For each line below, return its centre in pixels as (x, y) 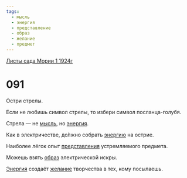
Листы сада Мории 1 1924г (40, 61)
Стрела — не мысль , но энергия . (47, 123)
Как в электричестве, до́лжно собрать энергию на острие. (80, 135)
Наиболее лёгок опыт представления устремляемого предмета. (87, 146)
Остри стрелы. (25, 101)
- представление (31, 28)
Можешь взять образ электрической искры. (62, 157)
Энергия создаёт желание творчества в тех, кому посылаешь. (84, 169)
